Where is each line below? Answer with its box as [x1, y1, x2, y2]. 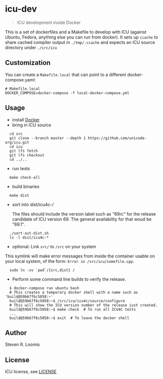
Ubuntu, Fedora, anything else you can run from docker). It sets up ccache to [5, 34, 158, 40]
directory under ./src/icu [5, 44, 57, 50]
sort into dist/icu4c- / [12, 201, 54, 207]
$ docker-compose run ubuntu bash [9, 285, 79, 291]
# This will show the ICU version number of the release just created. [9, 302, 158, 308]
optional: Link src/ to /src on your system [12, 243, 96, 249]
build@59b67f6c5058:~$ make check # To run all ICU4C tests [9, 307, 136, 312]
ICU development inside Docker [17, 20, 81, 25]
